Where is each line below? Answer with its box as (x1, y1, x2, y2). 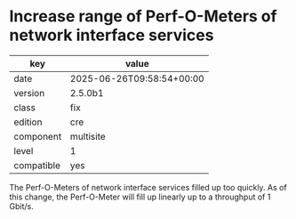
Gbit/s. (9, 200, 34, 211)
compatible (13, 158, 60, 171)
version (13, 86, 45, 99)
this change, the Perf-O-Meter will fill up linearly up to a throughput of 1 (9, 191, 271, 202)
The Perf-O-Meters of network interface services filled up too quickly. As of (9, 182, 287, 192)
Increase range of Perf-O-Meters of (9, 6, 277, 27)
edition (13, 116, 43, 128)
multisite (69, 130, 107, 142)
